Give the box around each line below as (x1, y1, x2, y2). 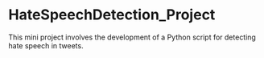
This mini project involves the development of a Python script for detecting (8, 32, 256, 42)
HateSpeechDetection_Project (8, 6, 216, 24)
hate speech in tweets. (8, 40, 84, 50)
